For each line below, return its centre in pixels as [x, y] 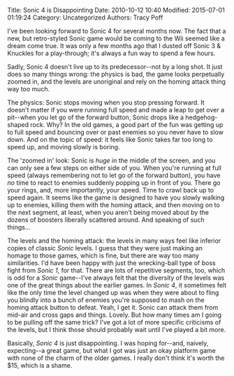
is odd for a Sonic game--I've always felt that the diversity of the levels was [116, 278]
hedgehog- [201, 117]
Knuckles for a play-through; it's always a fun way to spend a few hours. [111, 53]
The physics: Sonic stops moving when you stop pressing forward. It [106, 103]
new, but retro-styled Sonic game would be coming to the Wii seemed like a [116, 38]
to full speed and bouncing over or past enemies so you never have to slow [115, 132]
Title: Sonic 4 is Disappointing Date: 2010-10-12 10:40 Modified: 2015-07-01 [116, 10]
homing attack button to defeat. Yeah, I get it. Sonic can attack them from [113, 307]
